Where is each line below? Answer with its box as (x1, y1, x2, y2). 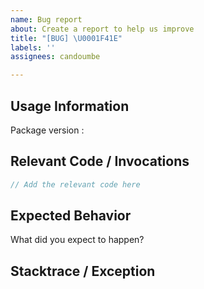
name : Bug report (10, 14, 83, 25)
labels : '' (10, 42, 56, 53)
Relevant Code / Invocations (10, 153, 190, 170)
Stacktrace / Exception (10, 262, 156, 280)
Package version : (10, 124, 85, 136)
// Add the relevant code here (10, 179, 141, 190)
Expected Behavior (10, 207, 132, 225)
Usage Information (10, 97, 130, 115)
